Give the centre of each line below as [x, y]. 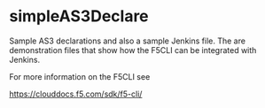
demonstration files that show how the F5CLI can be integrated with [133, 50]
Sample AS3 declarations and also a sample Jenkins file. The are [128, 41]
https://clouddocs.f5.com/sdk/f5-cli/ [76, 94]
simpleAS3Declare [79, 16]
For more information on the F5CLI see [80, 76]
